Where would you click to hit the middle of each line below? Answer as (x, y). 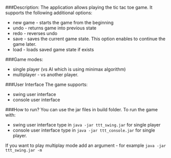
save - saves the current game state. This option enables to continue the (89, 39)
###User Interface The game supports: (46, 84)
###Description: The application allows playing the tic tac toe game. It (79, 7)
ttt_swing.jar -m (24, 150)
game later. (25, 44)
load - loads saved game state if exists (53, 50)
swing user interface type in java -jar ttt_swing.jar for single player (87, 125)
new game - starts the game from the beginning (63, 23)
